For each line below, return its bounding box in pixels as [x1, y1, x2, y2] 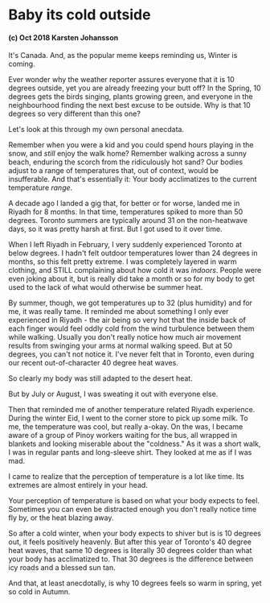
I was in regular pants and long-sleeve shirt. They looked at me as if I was [8, 448, 252, 457]
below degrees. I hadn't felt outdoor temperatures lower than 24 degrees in [8, 248, 258, 258]
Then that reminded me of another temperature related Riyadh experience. [8, 405, 256, 415]
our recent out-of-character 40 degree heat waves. [8, 358, 178, 368]
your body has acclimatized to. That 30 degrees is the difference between [8, 554, 254, 564]
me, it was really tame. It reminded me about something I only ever [8, 307, 229, 316]
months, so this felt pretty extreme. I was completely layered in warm [8, 257, 237, 266]
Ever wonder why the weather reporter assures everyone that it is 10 [8, 75, 235, 85]
